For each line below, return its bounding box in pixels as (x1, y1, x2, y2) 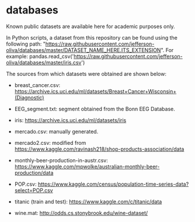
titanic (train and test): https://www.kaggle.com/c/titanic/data (14, 198, 162, 205)
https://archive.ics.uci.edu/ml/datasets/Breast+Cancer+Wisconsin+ (14, 88, 177, 95)
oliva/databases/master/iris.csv (6, 59, 82, 66)
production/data (14, 169, 54, 176)
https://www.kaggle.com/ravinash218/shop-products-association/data (14, 145, 184, 152)
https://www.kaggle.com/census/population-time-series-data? (37, 181, 189, 188)
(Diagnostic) (14, 94, 44, 101)
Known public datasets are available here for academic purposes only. (6, 23, 175, 30)
